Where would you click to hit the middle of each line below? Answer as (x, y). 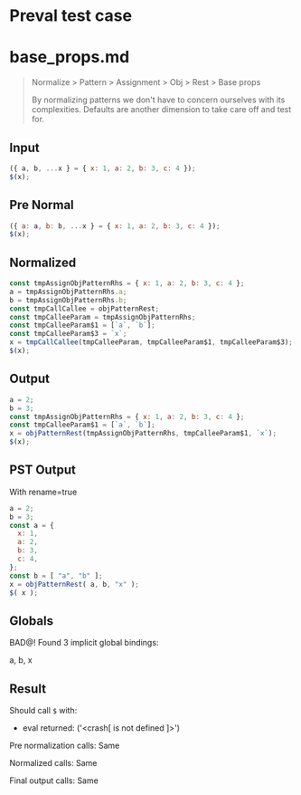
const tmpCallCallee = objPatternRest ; (85, 309)
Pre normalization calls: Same (65, 746)
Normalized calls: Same (53, 763)
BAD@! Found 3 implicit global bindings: (84, 643)
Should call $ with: (43, 711)
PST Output (43, 470)
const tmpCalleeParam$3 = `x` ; (68, 334)
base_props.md (70, 57)
